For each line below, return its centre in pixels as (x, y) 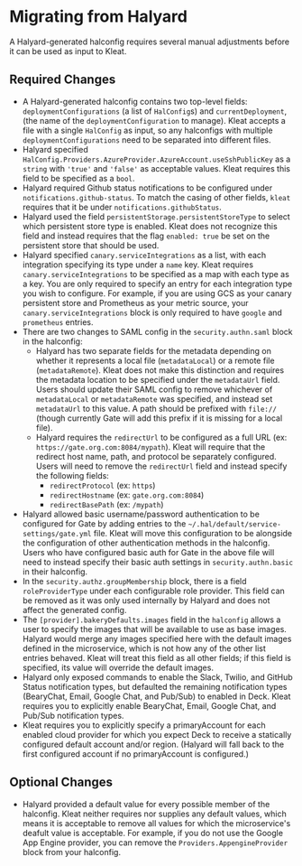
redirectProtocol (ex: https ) (102, 485)
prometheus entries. (58, 321)
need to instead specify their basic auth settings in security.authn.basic (158, 562)
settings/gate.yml (57, 534)
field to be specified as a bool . (78, 178)
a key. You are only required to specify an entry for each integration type (157, 284)
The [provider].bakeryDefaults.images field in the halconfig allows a (151, 619)
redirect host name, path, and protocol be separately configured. (156, 456)
